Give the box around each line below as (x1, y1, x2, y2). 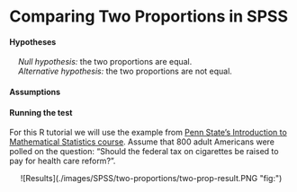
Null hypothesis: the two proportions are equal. (17, 57, 193, 67)
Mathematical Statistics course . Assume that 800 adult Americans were (9, 136, 275, 147)
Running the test (9, 107, 73, 118)
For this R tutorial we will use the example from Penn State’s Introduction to (9, 127, 288, 138)
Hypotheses (9, 36, 57, 47)
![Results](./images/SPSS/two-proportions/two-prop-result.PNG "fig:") (20, 173, 283, 184)
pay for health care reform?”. (9, 155, 116, 167)
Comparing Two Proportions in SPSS (9, 6, 289, 27)
